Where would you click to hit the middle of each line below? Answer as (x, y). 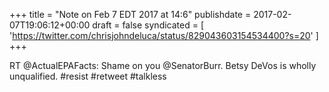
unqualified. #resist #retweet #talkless (88, 76)
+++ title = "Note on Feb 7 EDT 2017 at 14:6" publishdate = (130, 14)
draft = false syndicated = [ (148, 25)
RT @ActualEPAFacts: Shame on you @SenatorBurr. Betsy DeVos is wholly (163, 65)
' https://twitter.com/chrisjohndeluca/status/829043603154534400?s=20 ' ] (164, 35)
